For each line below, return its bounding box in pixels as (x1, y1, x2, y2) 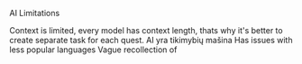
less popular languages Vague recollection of (9, 44, 178, 55)
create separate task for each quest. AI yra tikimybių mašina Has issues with (9, 35, 293, 45)
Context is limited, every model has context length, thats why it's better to (9, 25, 283, 35)
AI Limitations (9, 8, 60, 18)
